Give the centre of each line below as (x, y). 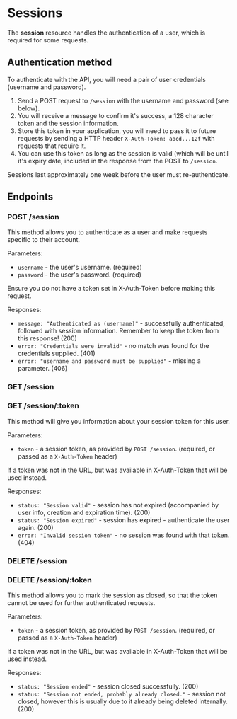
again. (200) (36, 527)
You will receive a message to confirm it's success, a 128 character (115, 115)
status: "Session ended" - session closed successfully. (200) (108, 686)
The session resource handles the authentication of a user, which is (106, 33)
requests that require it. (52, 146)
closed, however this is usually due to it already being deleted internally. (122, 701)
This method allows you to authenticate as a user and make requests (108, 232)
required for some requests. (48, 40)
